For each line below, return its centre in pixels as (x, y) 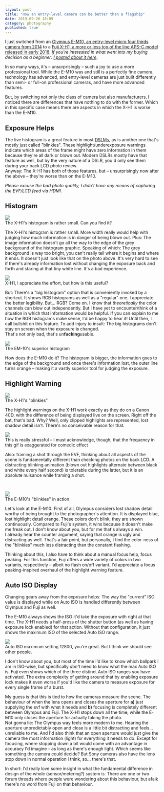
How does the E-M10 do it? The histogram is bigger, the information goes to (81, 358)
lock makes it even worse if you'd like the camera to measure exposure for (80, 682)
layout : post (18, 10)
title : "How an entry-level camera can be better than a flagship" (75, 14)
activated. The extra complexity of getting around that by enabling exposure (82, 677)
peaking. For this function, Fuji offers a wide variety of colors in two (73, 559)
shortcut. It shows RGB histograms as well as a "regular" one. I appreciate (79, 297)
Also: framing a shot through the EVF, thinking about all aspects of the (75, 454)
